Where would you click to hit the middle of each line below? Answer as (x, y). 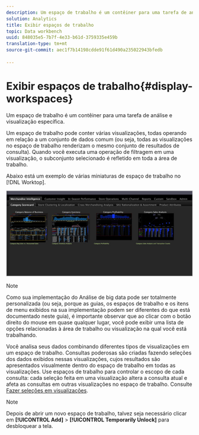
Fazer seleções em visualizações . (47, 391)
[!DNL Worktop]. (26, 182)
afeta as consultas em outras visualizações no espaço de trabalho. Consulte (99, 384)
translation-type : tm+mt (37, 44)
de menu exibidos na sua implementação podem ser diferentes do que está (98, 310)
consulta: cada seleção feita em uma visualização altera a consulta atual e (97, 378)
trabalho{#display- (145, 86)
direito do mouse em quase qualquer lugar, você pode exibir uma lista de (95, 323)
